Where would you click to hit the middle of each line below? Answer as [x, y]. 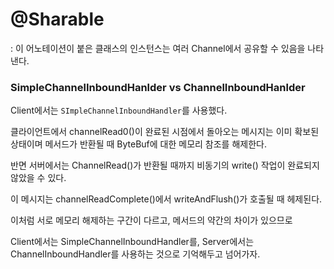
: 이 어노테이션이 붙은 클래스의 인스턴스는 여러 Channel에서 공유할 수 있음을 [158, 48]
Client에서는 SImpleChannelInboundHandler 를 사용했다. [119, 110]
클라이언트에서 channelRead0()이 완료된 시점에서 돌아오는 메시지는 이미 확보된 [165, 132]
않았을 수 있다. [38, 178]
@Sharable [57, 19]
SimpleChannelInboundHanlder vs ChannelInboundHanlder [158, 87]
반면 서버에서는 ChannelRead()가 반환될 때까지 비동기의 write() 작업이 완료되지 [165, 165]
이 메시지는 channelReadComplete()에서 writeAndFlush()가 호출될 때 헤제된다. [166, 199]
